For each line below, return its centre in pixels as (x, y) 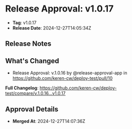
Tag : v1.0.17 (24, 23)
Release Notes (28, 44)
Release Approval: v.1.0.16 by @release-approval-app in (70, 73)
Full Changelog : (22, 88)
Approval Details (32, 109)
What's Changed (32, 61)
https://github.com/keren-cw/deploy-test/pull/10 (62, 78)
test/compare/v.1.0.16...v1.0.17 (36, 93)
